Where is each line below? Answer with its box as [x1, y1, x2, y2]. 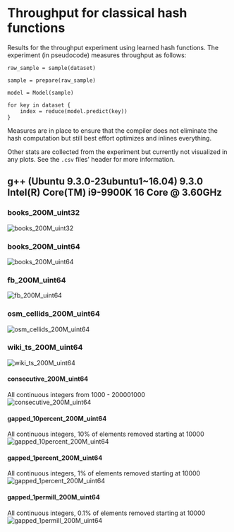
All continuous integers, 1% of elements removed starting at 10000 [7, 469, 201, 478]
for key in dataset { [7, 101, 71, 109]
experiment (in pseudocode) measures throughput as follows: [7, 51, 187, 59]
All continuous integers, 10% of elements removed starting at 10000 [7, 430, 204, 439]
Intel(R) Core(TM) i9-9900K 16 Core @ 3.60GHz [7, 187, 222, 199]
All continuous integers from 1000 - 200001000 [7, 391, 146, 399]
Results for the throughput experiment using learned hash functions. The [7, 43, 219, 52]
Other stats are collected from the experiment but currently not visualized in [7, 147, 228, 156]
